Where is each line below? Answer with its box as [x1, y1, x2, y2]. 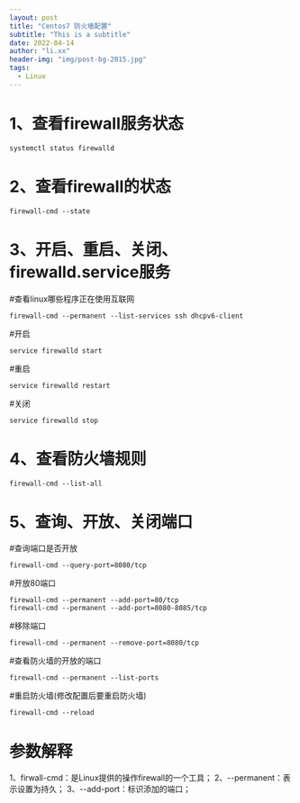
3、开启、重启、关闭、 [9, 239, 178, 259]
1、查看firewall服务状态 [9, 113, 185, 133]
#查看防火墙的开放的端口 [9, 655, 102, 666]
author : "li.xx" [9, 47, 70, 56]
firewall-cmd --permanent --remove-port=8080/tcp [9, 638, 200, 648]
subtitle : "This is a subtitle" [9, 30, 131, 39]
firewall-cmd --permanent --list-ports [9, 673, 159, 682]
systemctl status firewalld [9, 143, 115, 153]
